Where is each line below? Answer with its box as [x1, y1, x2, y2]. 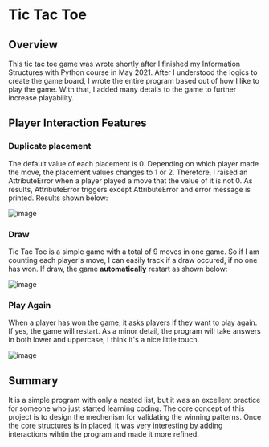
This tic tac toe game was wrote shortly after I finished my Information [8, 59, 241, 68]
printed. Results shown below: [8, 193, 108, 203]
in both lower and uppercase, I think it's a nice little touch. [8, 335, 200, 345]
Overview [8, 38, 59, 51]
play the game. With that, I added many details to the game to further [8, 84, 237, 94]
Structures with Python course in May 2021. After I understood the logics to [8, 68, 258, 77]
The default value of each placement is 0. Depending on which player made [8, 158, 259, 168]
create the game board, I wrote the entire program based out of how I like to [8, 76, 259, 85]
